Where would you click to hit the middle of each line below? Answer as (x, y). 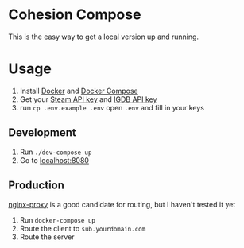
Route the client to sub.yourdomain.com (83, 228)
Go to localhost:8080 (54, 160)
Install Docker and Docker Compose (79, 91)
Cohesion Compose (75, 15)
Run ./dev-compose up (56, 152)
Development (43, 133)
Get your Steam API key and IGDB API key (88, 99)
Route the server (47, 237)
